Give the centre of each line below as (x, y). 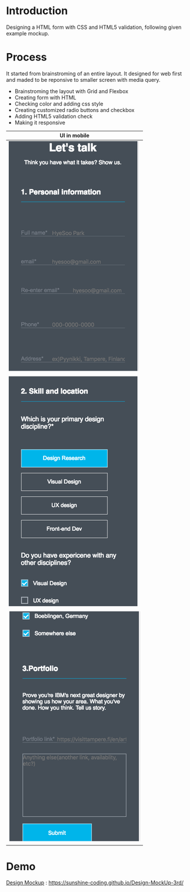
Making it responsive (40, 123)
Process (26, 57)
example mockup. (28, 33)
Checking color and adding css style (59, 104)
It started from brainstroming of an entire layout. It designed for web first (94, 73)
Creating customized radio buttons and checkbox (74, 110)
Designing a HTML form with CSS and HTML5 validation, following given (94, 27)
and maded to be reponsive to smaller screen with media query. (83, 80)
